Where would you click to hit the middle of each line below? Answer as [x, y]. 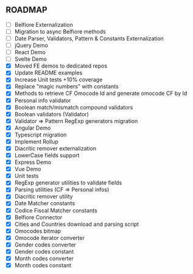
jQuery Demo [31, 45]
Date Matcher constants [45, 203]
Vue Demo [28, 169]
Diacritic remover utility [44, 197]
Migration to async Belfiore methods [60, 31]
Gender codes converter [45, 244]
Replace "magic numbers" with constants [67, 86]
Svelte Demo [30, 59]
